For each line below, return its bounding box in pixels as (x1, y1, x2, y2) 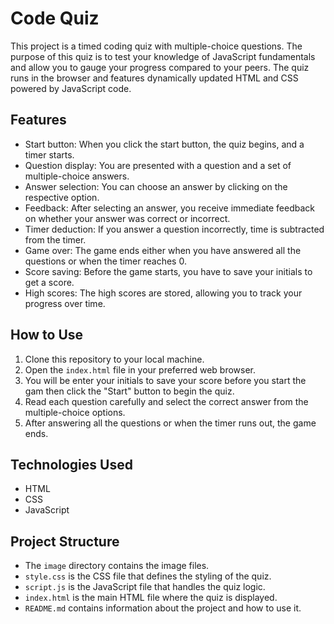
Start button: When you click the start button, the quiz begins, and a (24, 138, 305, 150)
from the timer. (24, 233, 87, 246)
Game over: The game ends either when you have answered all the (24, 244, 302, 256)
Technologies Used (10, 456, 133, 473)
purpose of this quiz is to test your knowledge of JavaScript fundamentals (10, 50, 316, 62)
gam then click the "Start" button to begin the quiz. (24, 385, 235, 397)
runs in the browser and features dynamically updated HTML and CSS (10, 72, 299, 84)
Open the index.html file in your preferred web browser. (24, 363, 257, 376)
